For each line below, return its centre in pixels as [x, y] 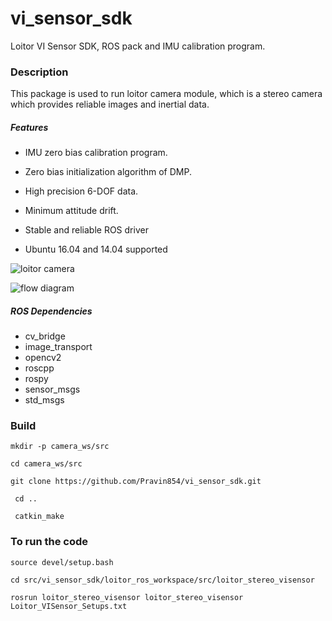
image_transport [58, 347]
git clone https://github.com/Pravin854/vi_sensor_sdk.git [136, 482]
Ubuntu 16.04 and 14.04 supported [96, 249]
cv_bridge [45, 336]
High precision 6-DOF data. [81, 191]
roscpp [39, 368]
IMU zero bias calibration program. [96, 153]
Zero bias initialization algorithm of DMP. [108, 172]
